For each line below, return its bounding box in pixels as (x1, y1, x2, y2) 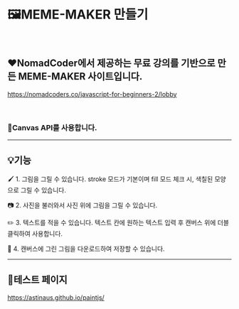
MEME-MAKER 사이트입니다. (18, 70, 143, 82)
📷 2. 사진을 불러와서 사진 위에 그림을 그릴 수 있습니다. (7, 200, 158, 210)
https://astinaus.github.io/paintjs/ (7, 293, 105, 302)
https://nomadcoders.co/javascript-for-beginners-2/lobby (7, 90, 177, 98)
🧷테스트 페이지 (7, 274, 68, 286)
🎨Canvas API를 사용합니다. (7, 122, 97, 132)
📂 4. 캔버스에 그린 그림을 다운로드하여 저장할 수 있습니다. (7, 244, 165, 253)
